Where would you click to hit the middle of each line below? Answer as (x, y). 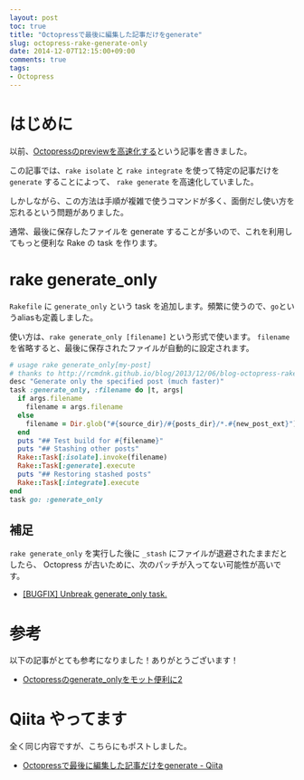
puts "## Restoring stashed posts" (85, 474)
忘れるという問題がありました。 (69, 212)
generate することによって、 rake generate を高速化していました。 (134, 181)
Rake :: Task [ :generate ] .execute (76, 466)
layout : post (34, 18)
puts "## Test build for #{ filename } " (91, 441)
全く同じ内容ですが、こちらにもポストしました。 (100, 747)
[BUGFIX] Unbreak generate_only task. (95, 595)
